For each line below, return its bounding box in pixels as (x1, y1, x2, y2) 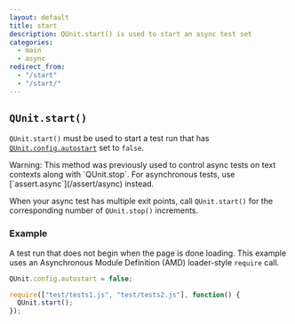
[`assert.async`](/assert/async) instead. (9, 178, 155, 189)
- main (17, 46, 42, 55)
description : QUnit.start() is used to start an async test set (9, 29, 252, 38)
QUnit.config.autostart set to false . (9, 143, 145, 154)
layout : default (9, 12, 69, 22)
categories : (9, 37, 53, 47)
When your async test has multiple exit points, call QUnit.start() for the (9, 196, 274, 207)
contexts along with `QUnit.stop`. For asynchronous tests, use (9, 170, 235, 180)
